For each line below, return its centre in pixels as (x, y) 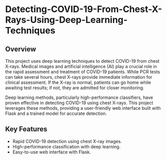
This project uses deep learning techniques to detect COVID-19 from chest (82, 61)
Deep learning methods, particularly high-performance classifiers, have (79, 97)
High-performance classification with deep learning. (66, 146)
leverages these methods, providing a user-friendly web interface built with (83, 108)
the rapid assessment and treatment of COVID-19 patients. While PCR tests (83, 72)
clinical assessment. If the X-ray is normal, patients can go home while (78, 82)
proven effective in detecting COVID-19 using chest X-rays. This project (79, 103)
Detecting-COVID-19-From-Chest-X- (84, 9)
